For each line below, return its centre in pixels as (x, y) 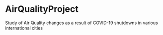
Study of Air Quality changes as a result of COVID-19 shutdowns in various (81, 23)
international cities (24, 28)
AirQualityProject (42, 9)
